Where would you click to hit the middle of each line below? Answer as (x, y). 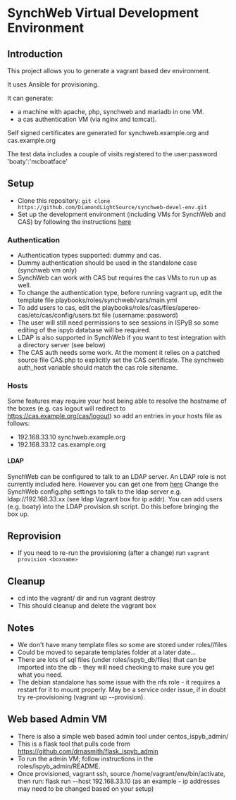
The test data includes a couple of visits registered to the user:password (112, 154)
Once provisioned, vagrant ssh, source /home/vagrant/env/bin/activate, (121, 773)
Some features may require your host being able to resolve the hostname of (117, 401)
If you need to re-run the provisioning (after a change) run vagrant (113, 553)
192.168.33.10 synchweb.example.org (71, 437)
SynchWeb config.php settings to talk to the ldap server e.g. (94, 492)
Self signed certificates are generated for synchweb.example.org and (108, 133)
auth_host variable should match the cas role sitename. (98, 368)
